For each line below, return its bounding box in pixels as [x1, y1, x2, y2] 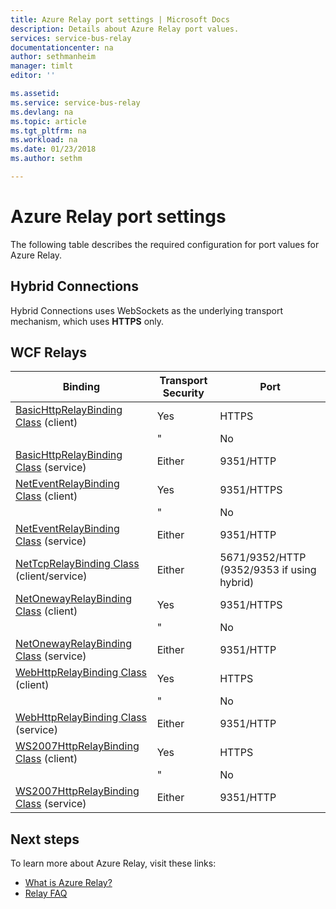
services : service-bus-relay [10, 33, 132, 43]
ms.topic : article [10, 116, 87, 126]
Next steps [10, 831, 80, 848]
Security [162, 386, 205, 400]
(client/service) [15, 569, 88, 583]
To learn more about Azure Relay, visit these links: [10, 857, 217, 870]
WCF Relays [10, 344, 88, 361]
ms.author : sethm [10, 154, 83, 164]
